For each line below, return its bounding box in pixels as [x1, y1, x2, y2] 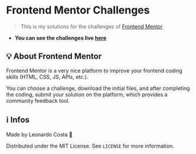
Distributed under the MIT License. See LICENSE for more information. [6, 142, 174, 149]
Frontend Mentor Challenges [6, 4, 150, 17]
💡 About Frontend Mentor [6, 51, 102, 62]
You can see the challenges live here [14, 34, 107, 41]
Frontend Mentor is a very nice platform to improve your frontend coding [6, 67, 183, 74]
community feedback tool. [6, 97, 70, 104]
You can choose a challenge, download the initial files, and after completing [6, 85, 190, 92]
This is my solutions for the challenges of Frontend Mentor [20, 23, 164, 30]
